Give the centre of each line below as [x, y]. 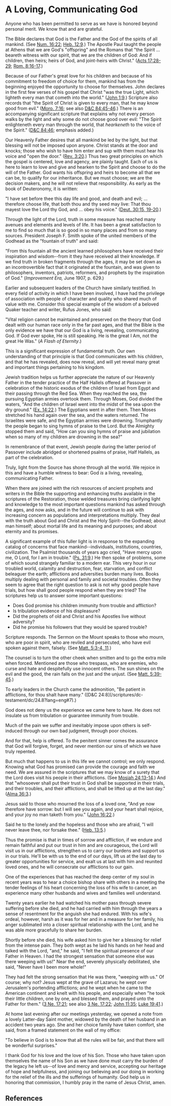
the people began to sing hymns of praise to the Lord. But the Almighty [80, 426]
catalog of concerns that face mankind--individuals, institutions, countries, [84, 546]
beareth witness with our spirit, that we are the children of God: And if [79, 55]
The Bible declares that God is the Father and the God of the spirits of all [81, 39]
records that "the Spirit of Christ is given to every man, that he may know [82, 103]
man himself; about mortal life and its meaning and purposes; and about [81, 526]
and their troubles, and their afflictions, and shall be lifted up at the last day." [86, 788]
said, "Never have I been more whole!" [46, 967]
